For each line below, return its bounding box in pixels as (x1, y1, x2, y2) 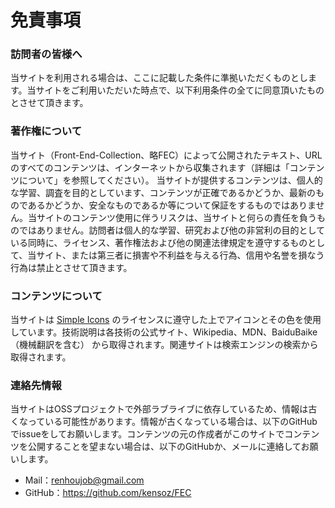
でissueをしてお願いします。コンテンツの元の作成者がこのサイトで (10, 428, 285, 440)
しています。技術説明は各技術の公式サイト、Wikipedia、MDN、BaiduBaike (10, 326, 318, 338)
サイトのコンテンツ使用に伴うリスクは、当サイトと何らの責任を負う (36, 211, 317, 223)
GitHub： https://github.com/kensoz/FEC (24, 487, 192, 499)
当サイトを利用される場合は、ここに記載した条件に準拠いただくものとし (10, 72, 308, 84)
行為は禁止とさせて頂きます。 (10, 261, 133, 273)
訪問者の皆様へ (10, 47, 83, 61)
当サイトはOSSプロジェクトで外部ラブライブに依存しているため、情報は (10, 403, 309, 415)
